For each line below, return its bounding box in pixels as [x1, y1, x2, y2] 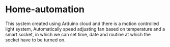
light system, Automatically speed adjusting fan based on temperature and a [5, 26, 165, 32]
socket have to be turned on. [5, 37, 66, 43]
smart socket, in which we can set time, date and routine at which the [5, 31, 151, 37]
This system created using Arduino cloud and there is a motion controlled [5, 20, 159, 27]
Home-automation [5, 4, 85, 15]
